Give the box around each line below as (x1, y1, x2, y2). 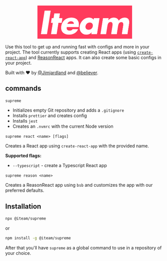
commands (5, 84, 41, 92)
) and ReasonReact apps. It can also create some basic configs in (25, 54, 161, 61)
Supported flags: (5, 152, 42, 159)
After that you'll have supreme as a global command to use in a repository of (5, 244, 162, 250)
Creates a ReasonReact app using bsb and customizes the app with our (5, 182, 153, 188)
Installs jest (12, 118, 38, 124)
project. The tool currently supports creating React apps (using (5, 49, 136, 55)
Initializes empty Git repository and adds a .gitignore (12, 107, 125, 114)
